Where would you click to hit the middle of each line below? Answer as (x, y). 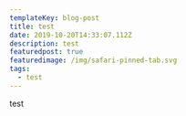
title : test (32, 26)
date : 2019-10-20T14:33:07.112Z (71, 35)
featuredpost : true (46, 52)
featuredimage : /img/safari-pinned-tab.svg (93, 60)
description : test (44, 43)
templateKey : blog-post (55, 18)
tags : (20, 69)
